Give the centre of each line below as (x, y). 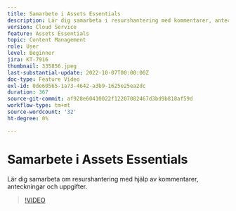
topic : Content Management (47, 40)
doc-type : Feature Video (44, 79)
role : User (23, 46)
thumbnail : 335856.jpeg (42, 66)
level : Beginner (31, 53)
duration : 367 (28, 92)
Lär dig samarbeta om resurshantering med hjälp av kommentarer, (103, 179)
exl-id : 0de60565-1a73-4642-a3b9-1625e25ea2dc (77, 86)
